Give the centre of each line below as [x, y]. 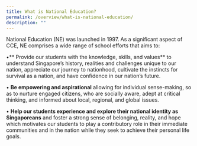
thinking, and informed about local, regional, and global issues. [83, 100]
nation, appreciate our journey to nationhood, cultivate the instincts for [92, 70]
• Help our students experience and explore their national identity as [92, 111]
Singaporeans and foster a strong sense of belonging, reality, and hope [94, 118]
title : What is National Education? [51, 12]
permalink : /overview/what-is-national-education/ [70, 17]
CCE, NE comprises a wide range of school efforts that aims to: [83, 46]
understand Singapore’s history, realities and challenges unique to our [91, 63]
